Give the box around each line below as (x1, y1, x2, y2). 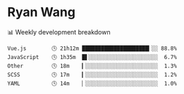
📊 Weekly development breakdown (7, 27, 111, 36)
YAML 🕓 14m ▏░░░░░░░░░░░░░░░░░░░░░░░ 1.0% (7, 80, 178, 87)
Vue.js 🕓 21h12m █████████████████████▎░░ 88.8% (7, 45, 178, 52)
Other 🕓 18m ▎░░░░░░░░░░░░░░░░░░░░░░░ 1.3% (7, 62, 178, 69)
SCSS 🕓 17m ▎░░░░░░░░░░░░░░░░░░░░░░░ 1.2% (7, 71, 178, 78)
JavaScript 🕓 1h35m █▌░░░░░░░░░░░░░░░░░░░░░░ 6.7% (7, 53, 178, 60)
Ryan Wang (7, 4, 76, 20)
